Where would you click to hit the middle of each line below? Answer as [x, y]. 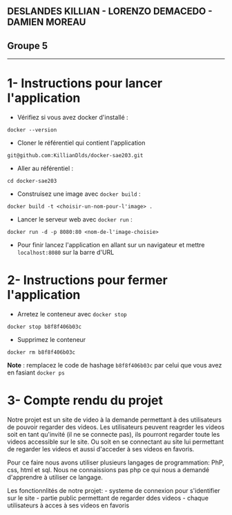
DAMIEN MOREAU [47, 22]
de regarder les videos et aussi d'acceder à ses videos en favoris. [101, 449]
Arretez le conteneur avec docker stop [72, 314]
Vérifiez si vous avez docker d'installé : [73, 118]
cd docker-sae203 [32, 181]
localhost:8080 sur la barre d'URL [66, 253]
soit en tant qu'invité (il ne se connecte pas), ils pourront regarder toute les [114, 435]
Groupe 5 [28, 45]
